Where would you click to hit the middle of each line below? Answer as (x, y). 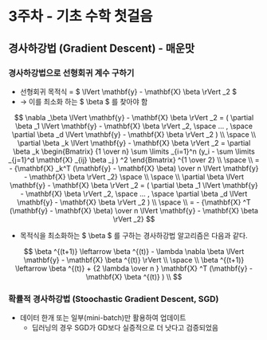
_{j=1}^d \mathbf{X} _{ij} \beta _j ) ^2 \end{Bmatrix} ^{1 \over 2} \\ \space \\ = (134, 159)
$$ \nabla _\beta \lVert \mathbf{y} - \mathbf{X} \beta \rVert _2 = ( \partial (134, 117)
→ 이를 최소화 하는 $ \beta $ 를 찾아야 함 (84, 101)
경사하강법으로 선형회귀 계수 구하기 (71, 72)
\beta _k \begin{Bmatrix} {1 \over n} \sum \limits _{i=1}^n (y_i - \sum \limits (134, 151)
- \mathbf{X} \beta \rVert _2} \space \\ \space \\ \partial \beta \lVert (134, 177)
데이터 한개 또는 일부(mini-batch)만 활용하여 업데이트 (103, 318)
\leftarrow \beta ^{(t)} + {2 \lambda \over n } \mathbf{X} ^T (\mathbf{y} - (134, 268)
